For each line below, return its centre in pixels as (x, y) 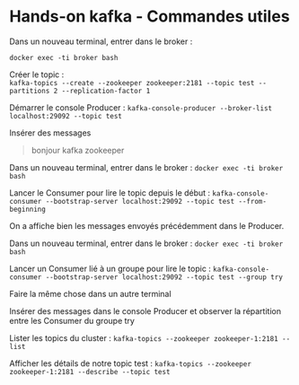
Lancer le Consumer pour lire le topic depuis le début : (110, 192)
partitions (30, 91)
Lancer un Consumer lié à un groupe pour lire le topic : (110, 268)
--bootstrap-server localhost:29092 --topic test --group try (164, 277)
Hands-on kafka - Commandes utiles (149, 17)
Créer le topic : (37, 74)
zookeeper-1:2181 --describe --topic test (90, 372)
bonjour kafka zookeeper (78, 150)
